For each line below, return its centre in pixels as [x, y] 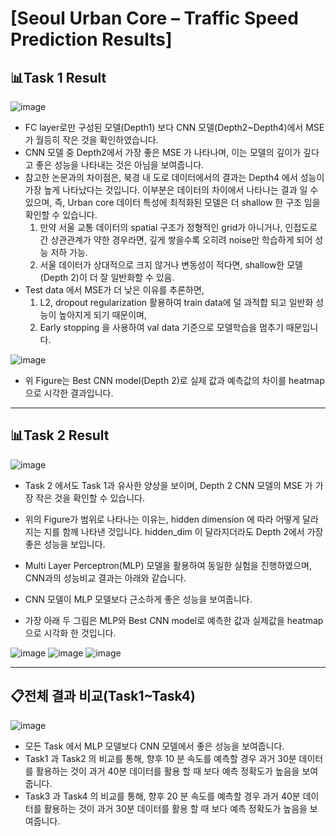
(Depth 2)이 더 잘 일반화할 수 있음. [107, 277]
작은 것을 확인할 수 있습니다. [90, 498]
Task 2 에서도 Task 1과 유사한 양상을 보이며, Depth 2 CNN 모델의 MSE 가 [168, 485]
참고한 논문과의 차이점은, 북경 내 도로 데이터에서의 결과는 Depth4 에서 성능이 [174, 177]
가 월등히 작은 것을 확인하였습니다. [91, 140]
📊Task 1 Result [58, 77]
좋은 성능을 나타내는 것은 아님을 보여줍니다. [120, 165]
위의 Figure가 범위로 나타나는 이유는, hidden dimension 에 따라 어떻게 [162, 519]
